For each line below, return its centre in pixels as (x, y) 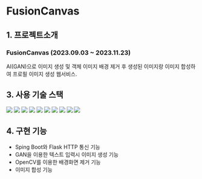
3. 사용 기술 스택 (35, 95)
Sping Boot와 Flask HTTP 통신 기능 (58, 147)
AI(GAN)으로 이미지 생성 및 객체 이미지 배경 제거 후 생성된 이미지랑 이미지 (93, 66)
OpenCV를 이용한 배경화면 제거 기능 (58, 162)
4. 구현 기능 (27, 131)
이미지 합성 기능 (34, 169)
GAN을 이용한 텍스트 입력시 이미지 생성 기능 (67, 154)
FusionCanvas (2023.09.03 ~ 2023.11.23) (69, 53)
